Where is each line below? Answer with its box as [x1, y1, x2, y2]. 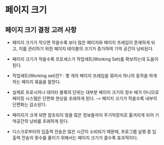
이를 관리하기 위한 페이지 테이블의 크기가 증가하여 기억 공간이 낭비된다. [19, 46, 154, 52]
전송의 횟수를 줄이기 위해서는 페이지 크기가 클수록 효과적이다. [21, 135, 138, 141]
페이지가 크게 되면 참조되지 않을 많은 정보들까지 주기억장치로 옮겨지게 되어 [12, 112, 154, 118]
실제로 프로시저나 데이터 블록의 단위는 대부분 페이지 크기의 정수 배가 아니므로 [12, 89, 160, 95]
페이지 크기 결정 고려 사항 [5, 26, 77, 34]
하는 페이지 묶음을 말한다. [12, 79, 61, 85]
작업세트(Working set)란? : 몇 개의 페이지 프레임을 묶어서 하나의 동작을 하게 [12, 73, 157, 79]
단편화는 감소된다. [12, 102, 47, 107]
